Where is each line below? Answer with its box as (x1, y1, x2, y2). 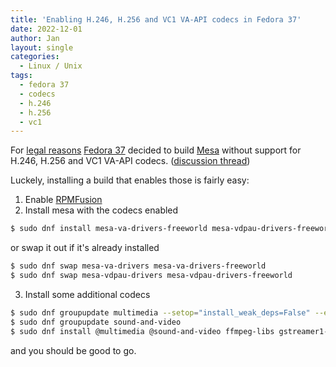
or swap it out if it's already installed (10, 242, 160, 254)
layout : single (10, 42, 74, 53)
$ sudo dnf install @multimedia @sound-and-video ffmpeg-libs (10, 326, 275, 336)
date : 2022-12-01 (10, 24, 83, 34)
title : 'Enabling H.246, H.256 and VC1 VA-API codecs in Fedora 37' (10, 14, 302, 25)
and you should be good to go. (10, 344, 137, 356)
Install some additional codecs (24, 288, 151, 300)
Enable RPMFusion (24, 194, 103, 206)
